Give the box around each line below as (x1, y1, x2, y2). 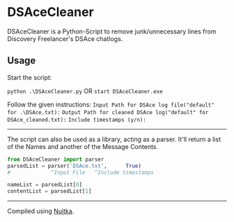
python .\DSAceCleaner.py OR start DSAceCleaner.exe (7, 86, 163, 95)
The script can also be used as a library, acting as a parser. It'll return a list (7, 135, 221, 143)
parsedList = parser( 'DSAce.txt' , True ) (7, 162, 141, 169)
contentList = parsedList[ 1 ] (7, 188, 92, 195)
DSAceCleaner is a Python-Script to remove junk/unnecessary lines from (7, 27, 217, 35)
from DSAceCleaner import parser (7, 156, 104, 163)
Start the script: (7, 73, 52, 81)
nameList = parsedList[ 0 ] (7, 182, 82, 189)
